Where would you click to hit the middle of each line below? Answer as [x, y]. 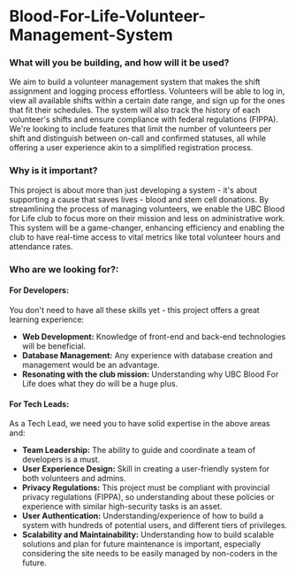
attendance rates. [41, 246]
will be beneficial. [54, 346]
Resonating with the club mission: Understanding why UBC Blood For [150, 374]
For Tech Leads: [39, 403]
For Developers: [39, 290]
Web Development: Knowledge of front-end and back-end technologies [154, 336]
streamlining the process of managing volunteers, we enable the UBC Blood [147, 209]
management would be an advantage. [91, 364]
